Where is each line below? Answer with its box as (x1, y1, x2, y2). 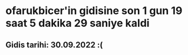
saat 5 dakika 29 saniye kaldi (5, 16, 150, 30)
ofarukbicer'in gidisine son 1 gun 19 (5, 4, 183, 18)
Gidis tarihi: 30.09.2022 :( (5, 40, 103, 50)
